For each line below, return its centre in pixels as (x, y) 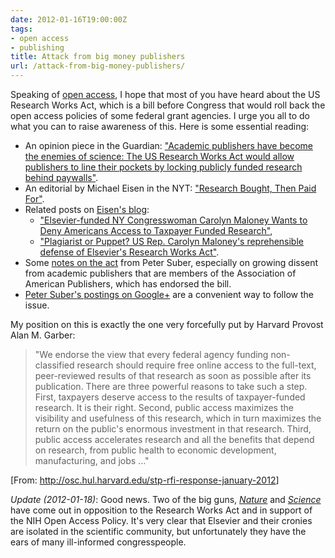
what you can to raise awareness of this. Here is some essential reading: (160, 126)
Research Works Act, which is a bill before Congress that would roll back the (168, 105)
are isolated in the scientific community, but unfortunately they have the (158, 531)
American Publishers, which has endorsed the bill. (128, 284)
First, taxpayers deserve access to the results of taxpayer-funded (170, 397)
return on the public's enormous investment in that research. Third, (173, 429)
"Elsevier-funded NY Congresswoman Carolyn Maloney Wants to (173, 220)
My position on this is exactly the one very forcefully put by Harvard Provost (167, 324)
